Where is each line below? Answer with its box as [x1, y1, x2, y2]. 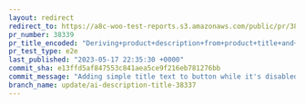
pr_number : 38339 [8, 30, 75, 39]
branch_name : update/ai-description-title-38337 [8, 80, 197, 90]
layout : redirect [8, 13, 75, 23]
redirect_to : [8, 22, 58, 31]
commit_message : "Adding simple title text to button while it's [8, 72, 261, 81]
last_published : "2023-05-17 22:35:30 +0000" [8, 55, 184, 64]
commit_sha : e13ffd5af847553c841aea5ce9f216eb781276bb [8, 64, 221, 73]
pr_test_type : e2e [8, 47, 78, 56]
